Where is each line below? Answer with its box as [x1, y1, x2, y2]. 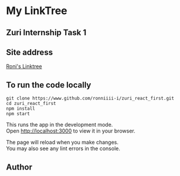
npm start [6, 111, 30, 117]
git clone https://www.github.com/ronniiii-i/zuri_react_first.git [6, 96, 175, 101]
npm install [6, 106, 35, 112]
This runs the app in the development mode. [6, 121, 113, 128]
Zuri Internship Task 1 [6, 28, 87, 38]
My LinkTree [6, 4, 67, 18]
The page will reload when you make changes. [6, 139, 119, 146]
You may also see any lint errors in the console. [6, 145, 120, 152]
